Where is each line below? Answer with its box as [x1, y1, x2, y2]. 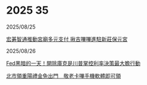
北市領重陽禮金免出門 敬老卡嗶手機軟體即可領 [6, 72, 121, 79]
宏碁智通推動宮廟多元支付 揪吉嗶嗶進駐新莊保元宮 [6, 35, 128, 42]
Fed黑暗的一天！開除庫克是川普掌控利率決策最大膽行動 [6, 59, 141, 67]
